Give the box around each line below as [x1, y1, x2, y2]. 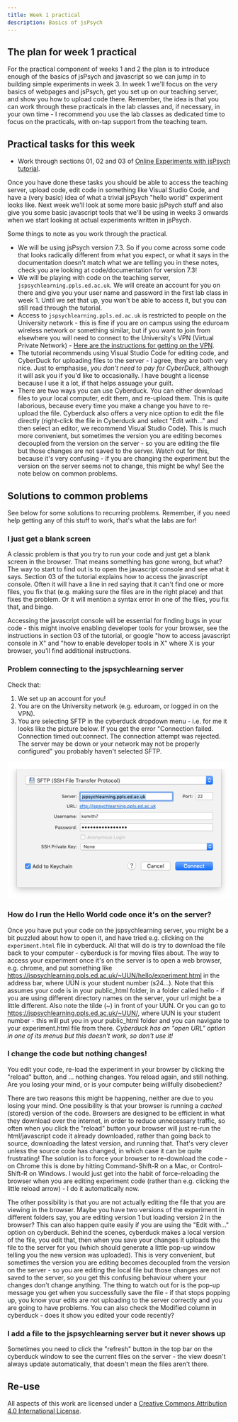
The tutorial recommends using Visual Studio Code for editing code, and [17, 349, 229, 357]
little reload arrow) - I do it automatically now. [7, 1184, 140, 1192]
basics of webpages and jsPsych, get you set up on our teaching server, [7, 87, 218, 96]
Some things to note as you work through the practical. [7, 230, 168, 238]
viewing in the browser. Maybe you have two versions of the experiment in [7, 1205, 225, 1214]
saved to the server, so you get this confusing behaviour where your [7, 1273, 207, 1282]
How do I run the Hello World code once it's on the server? [7, 909, 212, 919]
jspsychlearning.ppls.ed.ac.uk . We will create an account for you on [17, 281, 221, 290]
